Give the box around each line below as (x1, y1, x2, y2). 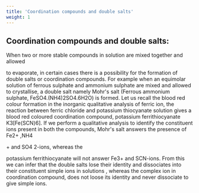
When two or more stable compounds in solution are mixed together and (6, 51, 183, 59)
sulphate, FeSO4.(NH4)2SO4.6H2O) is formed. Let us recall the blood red (6, 94, 185, 102)
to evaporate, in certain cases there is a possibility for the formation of (6, 69, 178, 77)
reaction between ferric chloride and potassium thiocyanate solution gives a (6, 107, 192, 114)
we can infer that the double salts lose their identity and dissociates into (6, 161, 182, 168)
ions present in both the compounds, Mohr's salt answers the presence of (6, 126, 187, 133)
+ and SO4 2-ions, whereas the (6, 143, 83, 151)
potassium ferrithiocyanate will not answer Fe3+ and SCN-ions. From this (6, 155, 185, 162)
